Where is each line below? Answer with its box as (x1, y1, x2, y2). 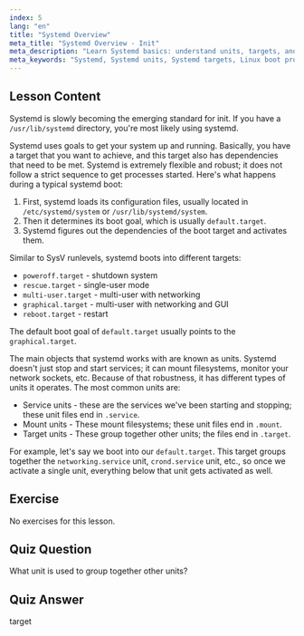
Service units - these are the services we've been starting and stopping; (22, 400, 292, 410)
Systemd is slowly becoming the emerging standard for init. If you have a (9, 112, 281, 123)
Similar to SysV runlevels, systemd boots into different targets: (9, 252, 242, 263)
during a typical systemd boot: (9, 178, 124, 189)
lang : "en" (9, 22, 51, 31)
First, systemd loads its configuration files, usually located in (22, 196, 249, 207)
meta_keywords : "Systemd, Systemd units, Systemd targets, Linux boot (9, 55, 281, 64)
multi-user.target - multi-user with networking (22, 289, 201, 300)
